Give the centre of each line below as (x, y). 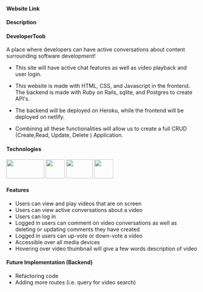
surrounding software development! (51, 56)
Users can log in (35, 216)
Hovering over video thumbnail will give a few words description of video (106, 248)
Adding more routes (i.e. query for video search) (75, 282)
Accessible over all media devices (57, 242)
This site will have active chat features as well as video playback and (101, 68)
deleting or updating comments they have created (78, 229)
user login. (28, 74)
